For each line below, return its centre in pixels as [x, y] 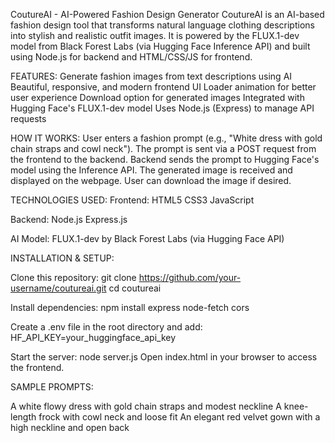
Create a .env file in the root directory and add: [106, 327]
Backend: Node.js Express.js [69, 219]
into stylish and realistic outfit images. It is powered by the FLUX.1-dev [155, 35]
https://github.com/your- [190, 277]
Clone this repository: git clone [73, 277]
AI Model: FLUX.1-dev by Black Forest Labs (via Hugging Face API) [147, 238]
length [23, 417]
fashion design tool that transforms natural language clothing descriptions [162, 25]
